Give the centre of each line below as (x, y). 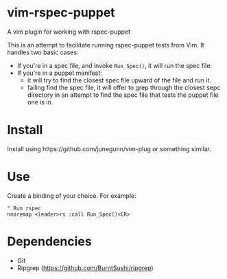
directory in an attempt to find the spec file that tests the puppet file (123, 95)
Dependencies (49, 241)
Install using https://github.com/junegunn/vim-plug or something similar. (109, 148)
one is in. (40, 102)
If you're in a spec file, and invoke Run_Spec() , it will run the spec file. (115, 65)
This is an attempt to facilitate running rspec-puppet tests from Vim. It (106, 45)
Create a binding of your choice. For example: (72, 196)
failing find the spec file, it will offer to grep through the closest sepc (124, 87)
